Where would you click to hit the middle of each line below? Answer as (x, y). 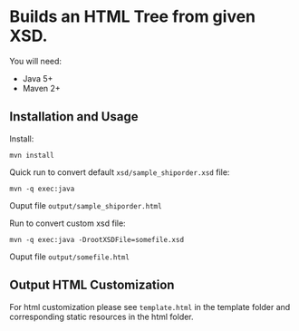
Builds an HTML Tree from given (133, 17)
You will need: (35, 61)
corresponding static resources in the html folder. (101, 316)
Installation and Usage (74, 117)
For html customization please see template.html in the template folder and (150, 307)
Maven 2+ (41, 88)
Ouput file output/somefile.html (69, 257)
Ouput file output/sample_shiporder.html (86, 205)
